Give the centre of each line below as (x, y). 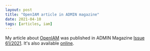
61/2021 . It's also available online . (40, 43)
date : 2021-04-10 (23, 19)
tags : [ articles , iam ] (29, 24)
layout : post (19, 10)
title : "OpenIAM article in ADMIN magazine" (52, 14)
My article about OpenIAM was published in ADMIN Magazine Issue (75, 38)
